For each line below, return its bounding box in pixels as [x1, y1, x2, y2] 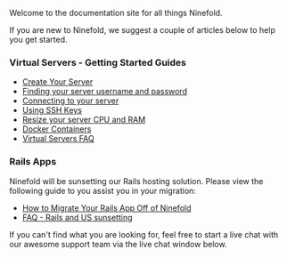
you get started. [9, 35, 69, 44]
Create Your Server [21, 77, 94, 87]
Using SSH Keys [21, 105, 83, 116]
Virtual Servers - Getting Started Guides [9, 56, 187, 69]
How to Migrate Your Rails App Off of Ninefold [21, 202, 192, 213]
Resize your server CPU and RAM [21, 115, 146, 125]
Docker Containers [21, 124, 92, 134]
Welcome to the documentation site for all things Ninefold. [9, 8, 223, 18]
